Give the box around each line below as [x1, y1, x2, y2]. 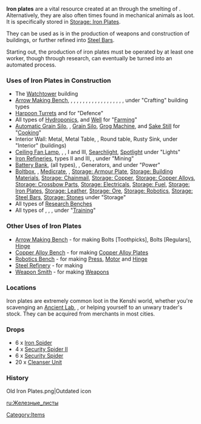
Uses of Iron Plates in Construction [6, 76, 111, 85]
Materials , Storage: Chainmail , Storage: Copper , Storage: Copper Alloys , [15, 174, 196, 182]
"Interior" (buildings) [15, 142, 67, 149]
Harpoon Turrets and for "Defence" [15, 110, 104, 117]
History [6, 374, 29, 383]
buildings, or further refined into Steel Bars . [6, 37, 115, 43]
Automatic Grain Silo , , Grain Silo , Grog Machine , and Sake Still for [15, 122, 180, 130]
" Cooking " [15, 129, 41, 136]
